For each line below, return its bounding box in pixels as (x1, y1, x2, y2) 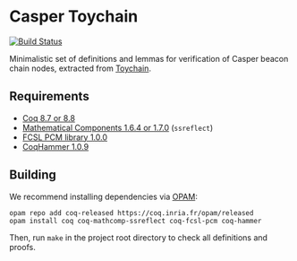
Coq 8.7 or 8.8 (21, 112, 76, 123)
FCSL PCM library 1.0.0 (21, 132, 108, 143)
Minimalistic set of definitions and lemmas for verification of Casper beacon (9, 53, 289, 64)
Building (9, 168, 56, 183)
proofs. (9, 241, 36, 252)
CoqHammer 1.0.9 (21, 141, 89, 152)
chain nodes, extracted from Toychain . (9, 63, 152, 74)
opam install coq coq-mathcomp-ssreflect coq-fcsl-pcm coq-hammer (9, 216, 262, 225)
